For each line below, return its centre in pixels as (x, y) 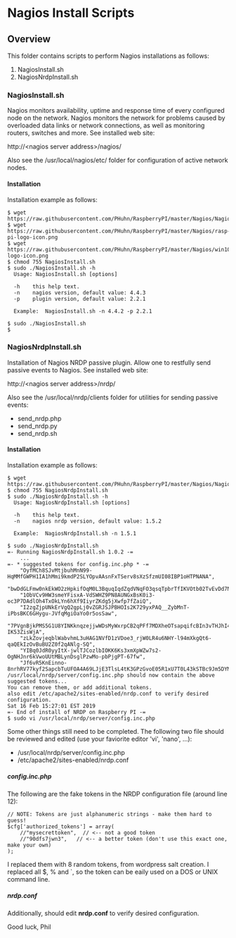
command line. (29, 879)
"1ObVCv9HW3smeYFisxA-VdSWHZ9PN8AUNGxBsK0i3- (88, 595)
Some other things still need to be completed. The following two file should (116, 731)
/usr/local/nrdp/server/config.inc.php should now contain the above (111, 675)
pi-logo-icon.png (33, 237)
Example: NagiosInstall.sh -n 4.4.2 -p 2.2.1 (83, 311)
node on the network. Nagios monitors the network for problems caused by (117, 118)
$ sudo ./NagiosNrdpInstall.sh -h (58, 496)
